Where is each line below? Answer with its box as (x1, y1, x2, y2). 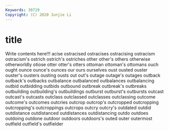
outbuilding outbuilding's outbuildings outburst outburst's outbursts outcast (5, 88, 164, 94)
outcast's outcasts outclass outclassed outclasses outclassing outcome (5, 94, 156, 100)
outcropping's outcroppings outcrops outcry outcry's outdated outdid (5, 105, 151, 111)
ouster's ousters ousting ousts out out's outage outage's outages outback (5, 72, 161, 79)
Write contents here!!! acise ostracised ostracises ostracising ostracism (5, 51, 155, 57)
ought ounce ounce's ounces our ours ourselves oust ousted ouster (5, 67, 148, 73)
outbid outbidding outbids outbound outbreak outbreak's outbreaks (5, 83, 147, 89)
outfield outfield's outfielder (5, 121, 64, 127)
